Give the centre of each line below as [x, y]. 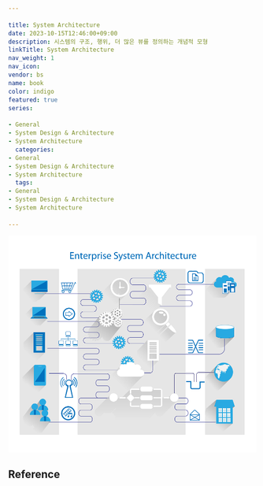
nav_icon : [24, 67]
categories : [35, 150]
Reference [34, 475]
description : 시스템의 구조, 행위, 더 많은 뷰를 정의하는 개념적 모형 [108, 42]
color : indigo [31, 91]
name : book [26, 83]
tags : [24, 183]
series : [21, 108]
